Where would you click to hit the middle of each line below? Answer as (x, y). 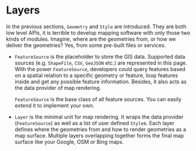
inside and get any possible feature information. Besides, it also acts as (100, 81)
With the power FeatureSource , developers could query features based (100, 69)
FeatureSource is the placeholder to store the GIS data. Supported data (100, 56)
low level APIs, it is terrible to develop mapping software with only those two (98, 32)
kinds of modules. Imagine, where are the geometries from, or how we (91, 39)
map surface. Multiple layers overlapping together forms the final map (99, 135)
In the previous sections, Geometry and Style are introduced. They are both (96, 26)
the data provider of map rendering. (58, 88)
